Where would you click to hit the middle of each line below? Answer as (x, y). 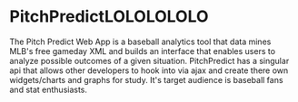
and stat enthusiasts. (49, 89)
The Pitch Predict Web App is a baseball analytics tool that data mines (140, 42)
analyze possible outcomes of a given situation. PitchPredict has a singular (149, 60)
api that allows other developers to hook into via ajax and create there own (149, 70)
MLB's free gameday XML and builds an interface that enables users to (142, 51)
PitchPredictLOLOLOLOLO (109, 17)
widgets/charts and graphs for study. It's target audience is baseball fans (146, 79)
